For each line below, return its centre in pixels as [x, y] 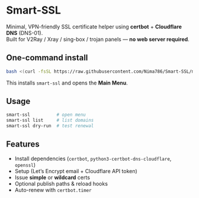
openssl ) [25, 165]
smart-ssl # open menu [46, 115]
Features [23, 145]
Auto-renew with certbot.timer [53, 190]
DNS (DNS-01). [25, 33]
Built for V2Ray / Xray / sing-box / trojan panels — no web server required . [98, 39]
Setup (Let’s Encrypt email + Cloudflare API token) [76, 171]
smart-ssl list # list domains [50, 121]
